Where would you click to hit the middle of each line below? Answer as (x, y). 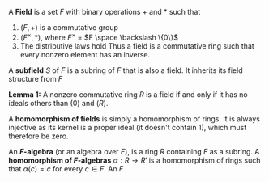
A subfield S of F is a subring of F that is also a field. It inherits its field (126, 70)
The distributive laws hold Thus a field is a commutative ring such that (137, 46)
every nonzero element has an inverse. (85, 54)
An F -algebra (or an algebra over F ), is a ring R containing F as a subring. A (134, 151)
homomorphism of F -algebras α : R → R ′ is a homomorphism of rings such (134, 160)
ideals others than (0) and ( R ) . (58, 103)
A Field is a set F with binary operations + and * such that (105, 12)
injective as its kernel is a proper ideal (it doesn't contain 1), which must (128, 127)
